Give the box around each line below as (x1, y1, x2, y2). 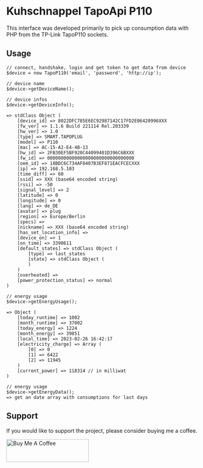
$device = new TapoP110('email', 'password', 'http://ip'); (6, 70, 162, 76)
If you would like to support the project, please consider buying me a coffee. (6, 427, 198, 434)
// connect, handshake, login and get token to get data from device (6, 64, 187, 71)
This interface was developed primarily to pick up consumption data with (6, 24, 189, 32)
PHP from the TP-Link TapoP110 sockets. (6, 30, 109, 38)
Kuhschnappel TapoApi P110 (6, 4, 153, 18)
